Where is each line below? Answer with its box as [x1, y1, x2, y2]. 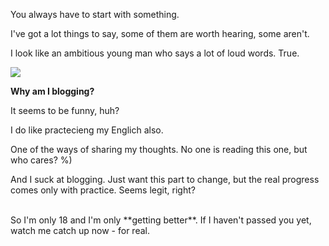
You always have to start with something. [10, 9, 180, 20]
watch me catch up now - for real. [10, 225, 150, 236]
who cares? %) [10, 154, 73, 166]
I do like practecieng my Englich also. [10, 124, 164, 136]
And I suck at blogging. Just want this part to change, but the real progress [10, 174, 320, 185]
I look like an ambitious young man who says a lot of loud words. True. [10, 47, 300, 59]
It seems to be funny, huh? [10, 105, 120, 116]
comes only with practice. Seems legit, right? [10, 184, 196, 196]
